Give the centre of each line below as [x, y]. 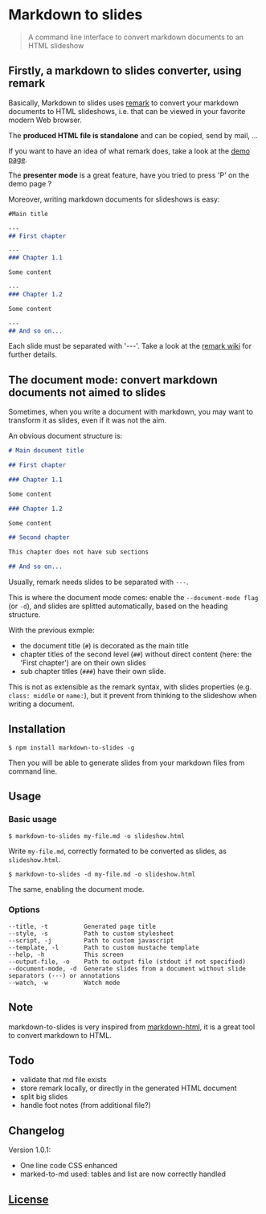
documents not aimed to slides [87, 392]
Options [24, 909]
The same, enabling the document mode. [76, 889]
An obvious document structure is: [65, 436]
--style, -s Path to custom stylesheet [91, 934]
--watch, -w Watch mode [64, 983]
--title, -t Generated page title [82, 926]
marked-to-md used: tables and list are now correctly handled [123, 1174]
